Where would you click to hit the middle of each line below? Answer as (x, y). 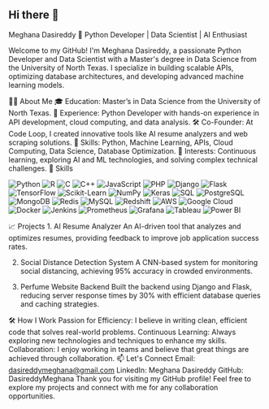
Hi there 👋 (34, 15)
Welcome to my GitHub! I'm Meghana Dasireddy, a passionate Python (125, 50)
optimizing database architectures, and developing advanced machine (126, 76)
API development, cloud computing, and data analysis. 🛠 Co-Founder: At (131, 122)
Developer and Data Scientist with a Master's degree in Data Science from (133, 59)
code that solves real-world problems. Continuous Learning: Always (122, 332)
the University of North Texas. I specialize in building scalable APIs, (121, 67)
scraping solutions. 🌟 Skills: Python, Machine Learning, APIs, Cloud (121, 142)
